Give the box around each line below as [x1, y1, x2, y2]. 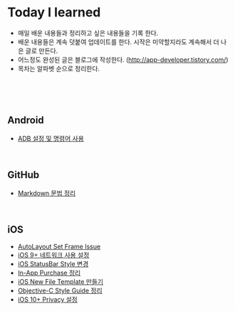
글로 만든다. [25, 46, 58, 55]
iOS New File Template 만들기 [17, 278, 104, 286]
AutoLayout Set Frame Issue [17, 243, 101, 251]
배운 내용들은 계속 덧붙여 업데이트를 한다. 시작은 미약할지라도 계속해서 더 [17, 37, 219, 46]
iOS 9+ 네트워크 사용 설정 [17, 251, 90, 260]
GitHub [7, 169, 40, 181]
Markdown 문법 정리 [17, 189, 76, 197]
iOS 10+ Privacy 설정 [17, 295, 78, 304]
